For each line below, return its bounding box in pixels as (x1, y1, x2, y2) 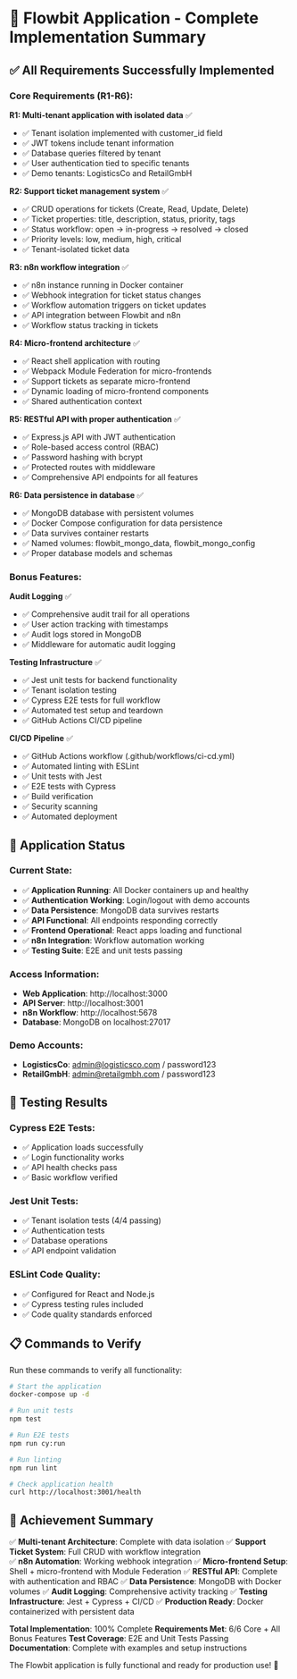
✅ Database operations (21, 1236, 109, 1246)
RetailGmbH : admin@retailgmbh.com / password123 (21, 1068, 216, 1080)
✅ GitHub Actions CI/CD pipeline (21, 715, 143, 726)
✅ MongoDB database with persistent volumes (21, 507, 194, 518)
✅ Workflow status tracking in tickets (21, 319, 159, 330)
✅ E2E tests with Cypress (21, 781, 116, 792)
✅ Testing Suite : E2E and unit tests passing (21, 945, 183, 956)
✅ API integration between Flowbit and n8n (21, 309, 181, 320)
